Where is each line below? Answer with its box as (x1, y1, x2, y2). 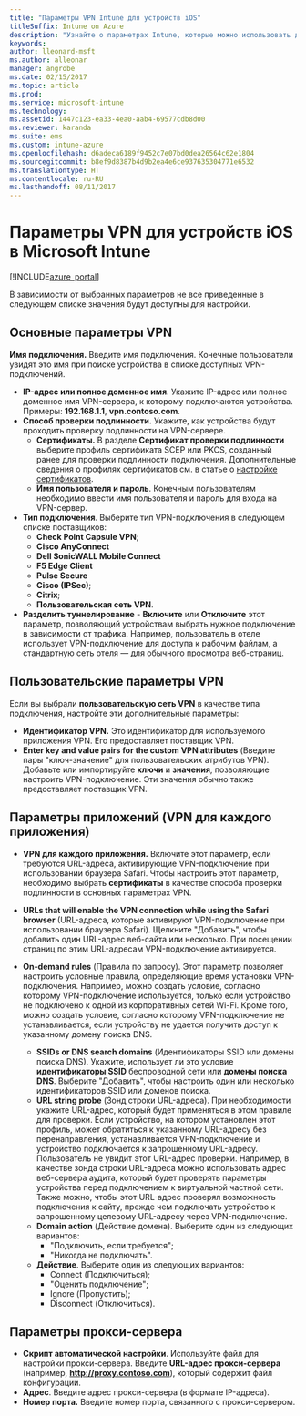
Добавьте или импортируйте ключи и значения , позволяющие (22, 764, 270, 775)
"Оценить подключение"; (49, 1278, 148, 1289)
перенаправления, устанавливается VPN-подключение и (36, 1133, 260, 1144)
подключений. (9, 368, 66, 379)
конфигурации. (22, 1377, 82, 1389)
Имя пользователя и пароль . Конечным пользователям (36, 483, 257, 494)
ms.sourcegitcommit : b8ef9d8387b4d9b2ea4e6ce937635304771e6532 (9, 157, 255, 167)
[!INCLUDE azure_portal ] (9, 271, 100, 282)
